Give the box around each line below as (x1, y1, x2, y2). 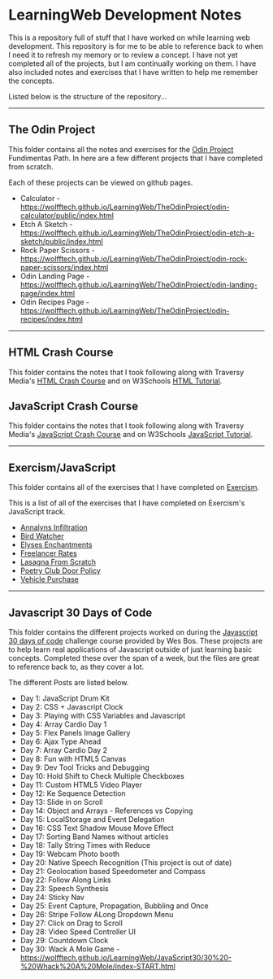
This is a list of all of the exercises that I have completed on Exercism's (8, 498, 245, 508)
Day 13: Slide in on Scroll (19, 798, 103, 806)
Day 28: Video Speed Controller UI (19, 927, 136, 937)
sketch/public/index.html (19, 236, 103, 246)
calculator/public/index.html (19, 210, 114, 221)
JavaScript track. (8, 507, 66, 517)
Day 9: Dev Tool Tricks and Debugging (19, 763, 150, 772)
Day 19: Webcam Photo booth (19, 849, 120, 859)
